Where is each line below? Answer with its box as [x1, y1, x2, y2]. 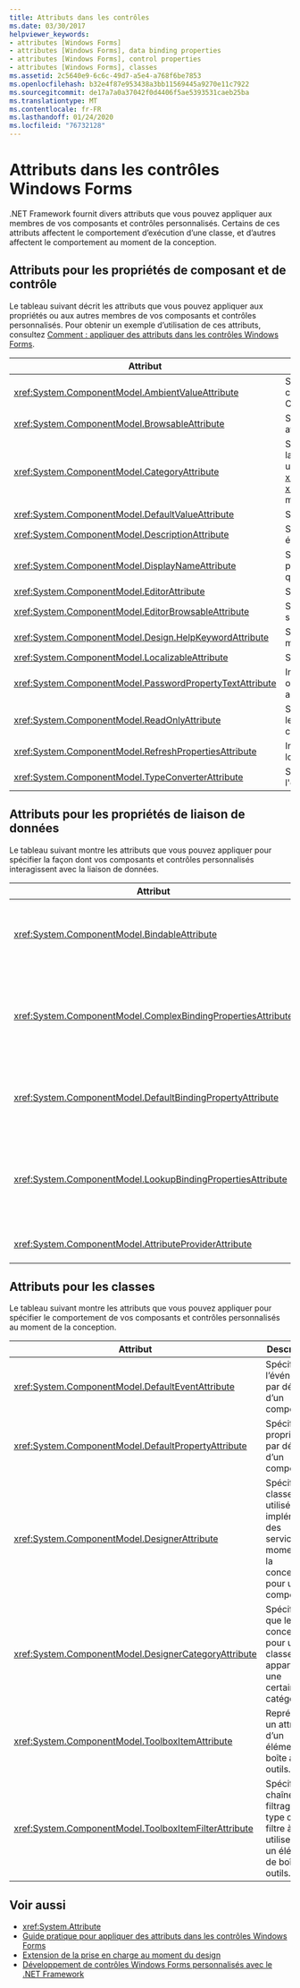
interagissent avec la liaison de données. [9, 863, 159, 874]
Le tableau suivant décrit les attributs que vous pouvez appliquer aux [9, 301, 263, 311]
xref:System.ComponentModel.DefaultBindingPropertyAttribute [13, 1091, 279, 1103]
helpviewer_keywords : [9, 30, 90, 38]
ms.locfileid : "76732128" [9, 122, 105, 131]
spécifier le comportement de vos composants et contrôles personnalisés [9, 1313, 280, 1323]
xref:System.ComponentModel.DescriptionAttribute [13, 528, 229, 540]
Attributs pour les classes [9, 1279, 155, 1294]
